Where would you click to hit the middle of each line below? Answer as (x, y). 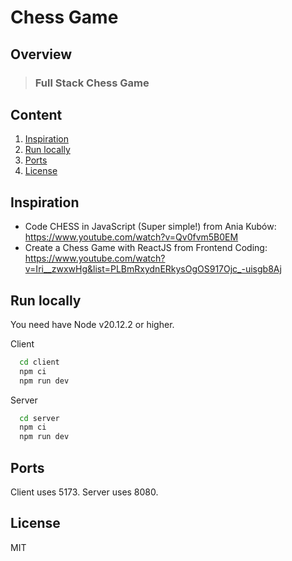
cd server (39, 418)
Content (36, 114)
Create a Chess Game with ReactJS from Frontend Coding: (146, 248)
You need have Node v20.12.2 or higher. (92, 324)
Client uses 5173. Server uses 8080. (84, 492)
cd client (39, 362)
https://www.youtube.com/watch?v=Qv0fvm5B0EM (131, 237)
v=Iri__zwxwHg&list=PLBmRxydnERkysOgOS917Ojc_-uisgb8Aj (153, 269)
